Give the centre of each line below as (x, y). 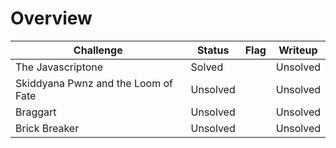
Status (213, 50)
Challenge (98, 50)
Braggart (36, 112)
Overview (51, 18)
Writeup (298, 50)
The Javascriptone (59, 67)
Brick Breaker (47, 128)
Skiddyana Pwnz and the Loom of (94, 83)
